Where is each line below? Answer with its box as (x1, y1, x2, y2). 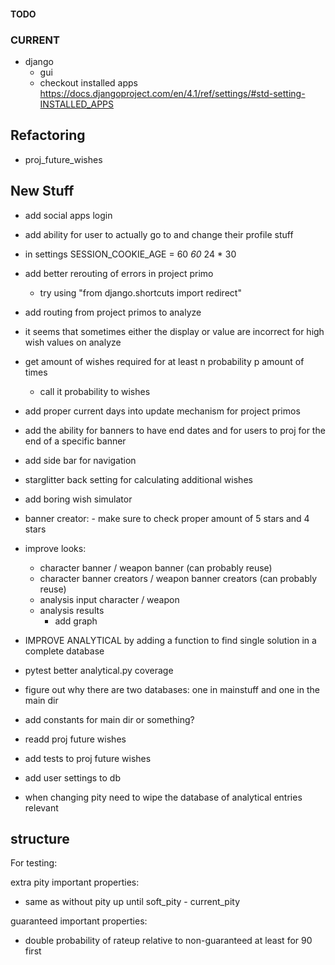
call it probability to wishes (39, 385, 151, 397)
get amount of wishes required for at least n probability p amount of (24, 355, 305, 367)
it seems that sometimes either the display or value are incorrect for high (24, 325, 325, 337)
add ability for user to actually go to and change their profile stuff (24, 228, 294, 240)
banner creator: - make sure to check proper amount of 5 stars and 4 (24, 512, 310, 524)
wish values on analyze (24, 336, 122, 348)
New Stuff (10, 183, 75, 200)
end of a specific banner (24, 435, 127, 447)
